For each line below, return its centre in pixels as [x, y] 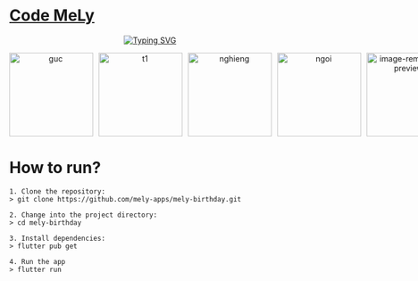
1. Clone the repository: [57, 191]
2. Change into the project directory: [84, 215]
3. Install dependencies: [57, 238]
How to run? [55, 168]
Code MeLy [52, 16]
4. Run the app [38, 261]
